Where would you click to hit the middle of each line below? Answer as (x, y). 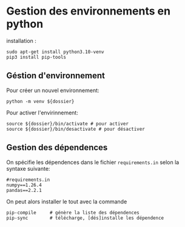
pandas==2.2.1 (24, 190)
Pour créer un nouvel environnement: (53, 90)
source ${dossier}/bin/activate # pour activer (68, 123)
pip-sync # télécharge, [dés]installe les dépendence (85, 218)
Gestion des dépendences (57, 147)
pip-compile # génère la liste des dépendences (73, 212)
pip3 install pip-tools (36, 57)
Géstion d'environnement (55, 76)
